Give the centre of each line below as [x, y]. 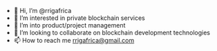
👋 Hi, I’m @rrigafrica [43, 11]
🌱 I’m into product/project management [69, 25]
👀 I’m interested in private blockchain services [79, 18]
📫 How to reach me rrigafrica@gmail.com [74, 40]
